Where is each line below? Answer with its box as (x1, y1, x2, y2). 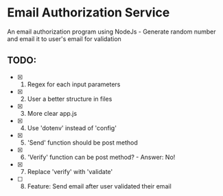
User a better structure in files (27, 95, 113, 103)
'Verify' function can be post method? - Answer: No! (27, 153, 176, 161)
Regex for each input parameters (27, 80, 121, 88)
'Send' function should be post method (27, 138, 139, 147)
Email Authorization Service (7, 5, 170, 21)
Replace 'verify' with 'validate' (27, 167, 113, 175)
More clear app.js (27, 109, 78, 117)
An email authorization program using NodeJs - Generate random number (7, 27, 216, 36)
